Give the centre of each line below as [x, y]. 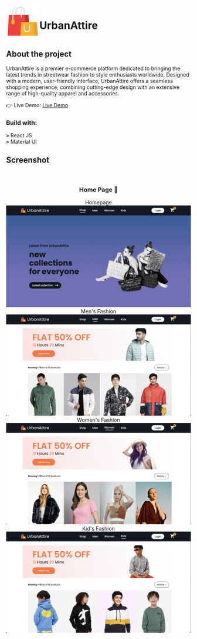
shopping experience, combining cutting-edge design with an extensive [93, 87]
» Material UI [21, 142]
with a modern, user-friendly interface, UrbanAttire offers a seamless [89, 81]
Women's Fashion [98, 420]
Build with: [22, 122]
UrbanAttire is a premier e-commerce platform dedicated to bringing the [93, 68]
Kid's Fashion [98, 529]
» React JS [19, 135]
